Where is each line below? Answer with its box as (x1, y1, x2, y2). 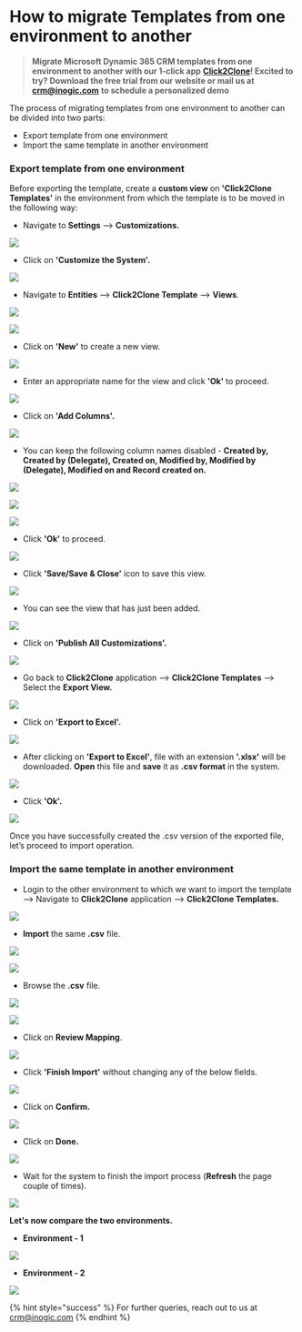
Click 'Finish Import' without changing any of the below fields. (22, 1066, 257, 1077)
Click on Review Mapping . (22, 1032, 123, 1042)
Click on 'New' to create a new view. (22, 341, 161, 352)
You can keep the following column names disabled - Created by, (22, 445, 269, 456)
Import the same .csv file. (22, 928, 121, 939)
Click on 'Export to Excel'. (22, 717, 121, 727)
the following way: (9, 202, 78, 213)
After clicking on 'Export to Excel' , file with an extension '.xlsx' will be (22, 751, 287, 762)
